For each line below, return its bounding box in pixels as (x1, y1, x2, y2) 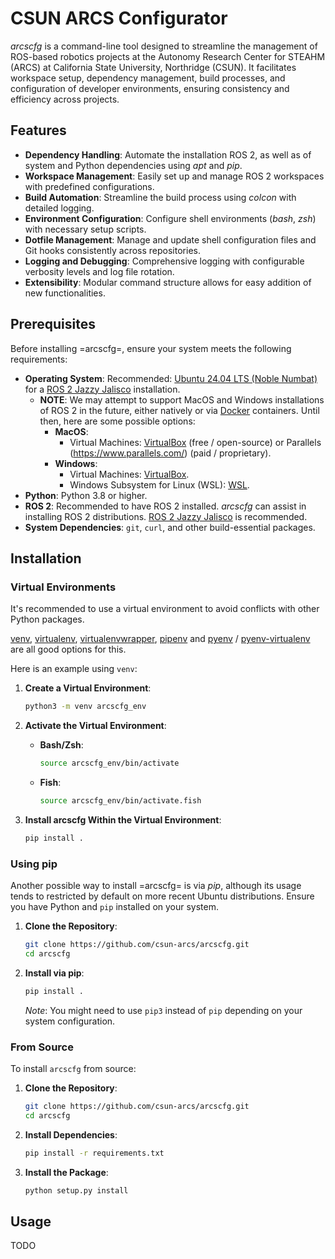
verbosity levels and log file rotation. (24, 265, 175, 277)
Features (10, 122, 67, 139)
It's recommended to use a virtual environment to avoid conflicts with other (10, 603, 320, 615)
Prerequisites (10, 316, 96, 333)
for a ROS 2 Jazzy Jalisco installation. (24, 383, 181, 395)
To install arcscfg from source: (10, 1062, 137, 1074)
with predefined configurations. (24, 180, 155, 192)
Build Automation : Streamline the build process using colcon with (24, 191, 297, 203)
